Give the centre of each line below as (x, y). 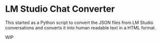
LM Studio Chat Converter (60, 9)
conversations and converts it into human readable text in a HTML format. (81, 27)
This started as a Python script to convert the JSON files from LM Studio (79, 22)
